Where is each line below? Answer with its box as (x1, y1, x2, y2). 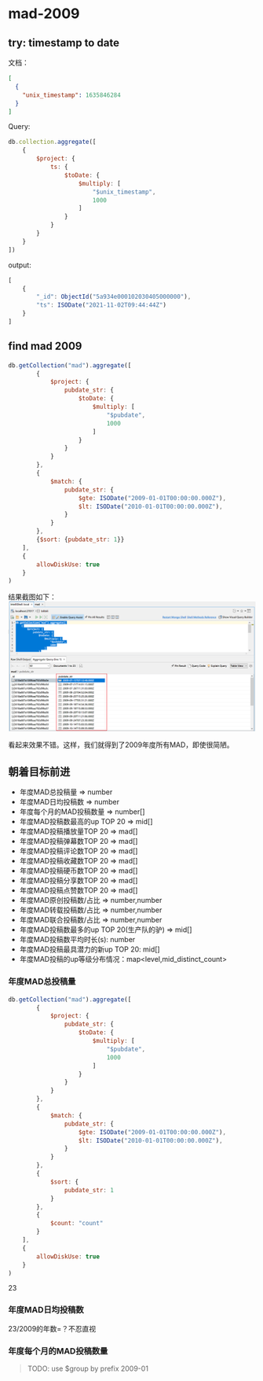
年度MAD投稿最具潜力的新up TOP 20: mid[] (19, 945, 160, 954)
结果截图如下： (8, 592, 57, 602)
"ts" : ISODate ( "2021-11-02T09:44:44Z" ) (36, 301, 167, 309)
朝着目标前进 (8, 765, 71, 779)
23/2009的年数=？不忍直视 (8, 1324, 97, 1333)
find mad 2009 (8, 340, 82, 353)
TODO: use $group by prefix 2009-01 (27, 1364, 149, 1373)
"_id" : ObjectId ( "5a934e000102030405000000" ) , (36, 293, 192, 301)
